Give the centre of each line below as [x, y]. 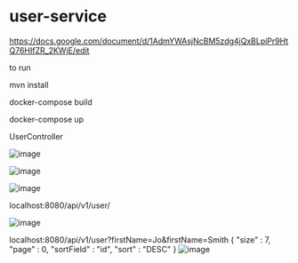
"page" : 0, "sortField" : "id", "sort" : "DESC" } [93, 249]
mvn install [29, 84]
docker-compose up [47, 119]
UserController [36, 136]
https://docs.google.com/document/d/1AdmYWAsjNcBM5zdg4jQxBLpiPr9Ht [149, 41]
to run [20, 68]
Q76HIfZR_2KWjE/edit [49, 50]
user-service [58, 16]
